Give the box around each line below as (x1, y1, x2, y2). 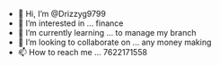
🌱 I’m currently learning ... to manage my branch (17, 28, 197, 37)
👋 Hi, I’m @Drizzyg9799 (17, 9, 106, 19)
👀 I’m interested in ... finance (17, 18, 124, 29)
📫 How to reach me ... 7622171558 (17, 47, 148, 57)
